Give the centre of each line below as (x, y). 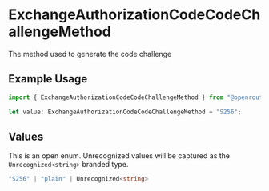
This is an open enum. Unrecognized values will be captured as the (119, 156)
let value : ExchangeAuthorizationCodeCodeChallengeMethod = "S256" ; (125, 112)
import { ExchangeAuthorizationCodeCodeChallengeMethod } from (116, 97)
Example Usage (48, 79)
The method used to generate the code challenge (90, 54)
